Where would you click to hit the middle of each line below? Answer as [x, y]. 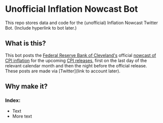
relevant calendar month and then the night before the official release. [76, 65]
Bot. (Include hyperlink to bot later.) [41, 28]
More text [22, 116]
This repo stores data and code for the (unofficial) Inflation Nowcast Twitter [82, 23]
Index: [13, 100]
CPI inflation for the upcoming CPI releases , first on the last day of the [76, 61]
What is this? [26, 44]
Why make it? [26, 86]
